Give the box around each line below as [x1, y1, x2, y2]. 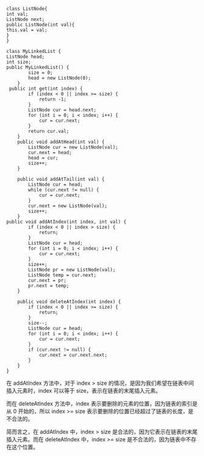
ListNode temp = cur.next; [28, 272, 97, 278]
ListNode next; [6, 16, 45, 23]
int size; [6, 59, 32, 65]
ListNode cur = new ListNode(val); [28, 144, 119, 150]
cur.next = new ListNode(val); [28, 203, 108, 209]
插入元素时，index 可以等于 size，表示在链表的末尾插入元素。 [6, 387, 161, 394]
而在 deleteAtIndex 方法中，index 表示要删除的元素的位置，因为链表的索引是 [6, 400, 198, 407]
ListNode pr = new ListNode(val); [28, 267, 116, 273]
